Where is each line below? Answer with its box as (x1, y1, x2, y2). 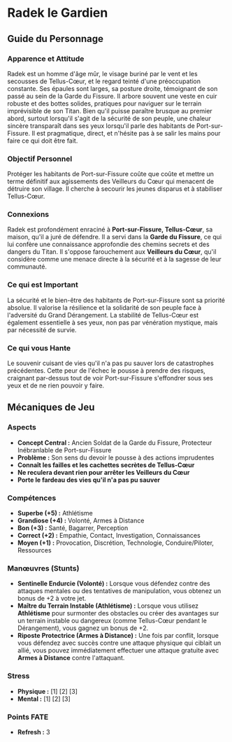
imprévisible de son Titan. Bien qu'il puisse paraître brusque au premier (7, 106, 213, 115)
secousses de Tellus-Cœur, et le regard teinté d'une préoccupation (7, 77, 201, 85)
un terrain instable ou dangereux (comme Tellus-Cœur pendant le (17, 617, 208, 625)
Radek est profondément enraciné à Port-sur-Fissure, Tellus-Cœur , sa (7, 225, 213, 234)
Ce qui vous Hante (7, 343, 71, 352)
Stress (7, 671, 30, 681)
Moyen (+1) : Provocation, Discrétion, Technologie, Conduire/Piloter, (17, 538, 215, 547)
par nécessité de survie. (7, 325, 77, 334)
